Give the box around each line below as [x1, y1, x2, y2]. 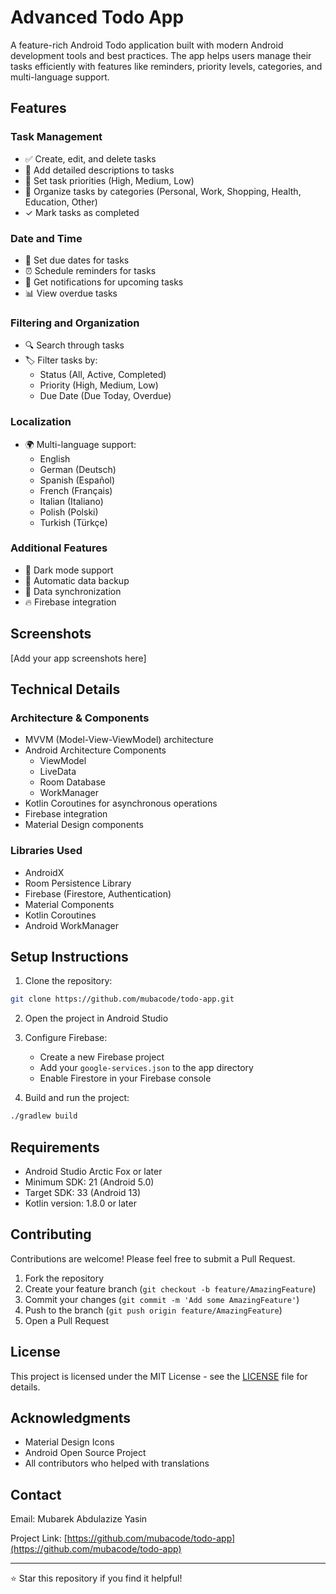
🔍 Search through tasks [24, 339, 125, 351]
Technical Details [10, 681, 121, 698]
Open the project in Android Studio [24, 1012, 169, 1025]
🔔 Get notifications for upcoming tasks [24, 276, 184, 288]
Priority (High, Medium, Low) [39, 379, 159, 391]
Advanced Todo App [10, 6, 185, 29]
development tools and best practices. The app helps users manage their [10, 49, 312, 61]
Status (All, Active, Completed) [39, 369, 167, 381]
